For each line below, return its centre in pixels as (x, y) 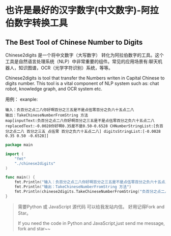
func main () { (20, 178)
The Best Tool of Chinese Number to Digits (74, 42)
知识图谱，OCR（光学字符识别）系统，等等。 (66, 68)
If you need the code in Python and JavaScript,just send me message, (91, 223)
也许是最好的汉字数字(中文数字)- (73, 10)
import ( (15, 154)
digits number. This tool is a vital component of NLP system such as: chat (82, 83)
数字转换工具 (41, 23)
